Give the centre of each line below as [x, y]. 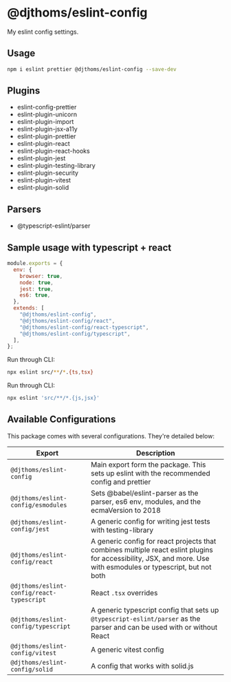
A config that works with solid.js [142, 665]
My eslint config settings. [43, 32]
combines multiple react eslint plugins [152, 550]
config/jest [30, 529]
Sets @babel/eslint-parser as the [144, 493]
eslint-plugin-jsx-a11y [47, 129]
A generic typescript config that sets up [155, 610]
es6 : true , [35, 295]
